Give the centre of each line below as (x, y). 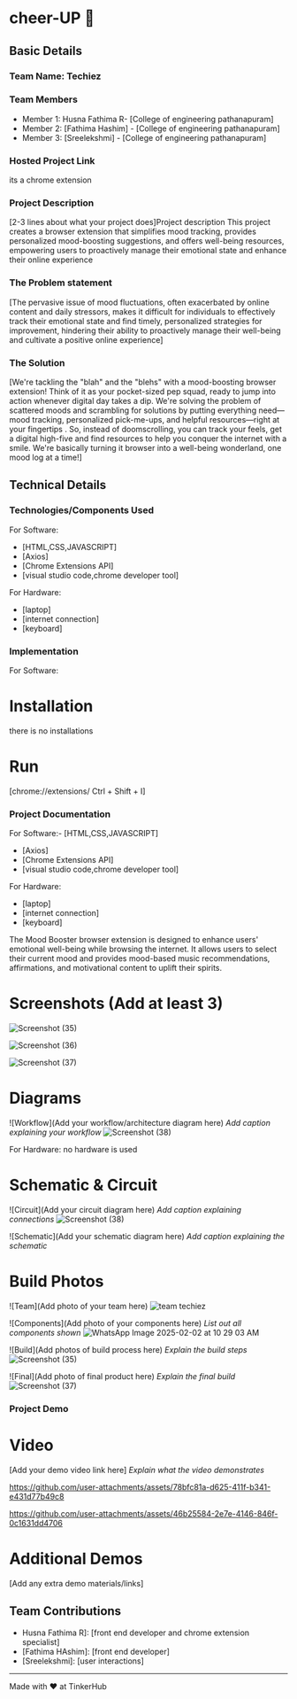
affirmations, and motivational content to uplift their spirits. (116, 968)
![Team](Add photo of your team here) (79, 1306)
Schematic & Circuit (83, 1185)
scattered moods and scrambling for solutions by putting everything (133, 410)
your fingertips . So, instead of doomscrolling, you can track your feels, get (146, 429)
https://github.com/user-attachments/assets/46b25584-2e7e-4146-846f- (144, 1513)
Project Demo (39, 1408)
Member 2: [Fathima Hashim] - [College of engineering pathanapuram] (151, 128)
